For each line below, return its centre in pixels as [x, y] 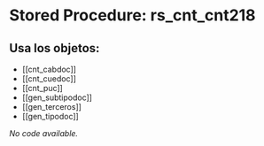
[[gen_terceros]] [52, 107]
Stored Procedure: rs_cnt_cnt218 [132, 15]
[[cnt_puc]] [43, 88]
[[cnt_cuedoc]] [49, 79]
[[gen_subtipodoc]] [57, 97]
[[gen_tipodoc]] [50, 116]
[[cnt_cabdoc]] [49, 69]
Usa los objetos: [54, 48]
